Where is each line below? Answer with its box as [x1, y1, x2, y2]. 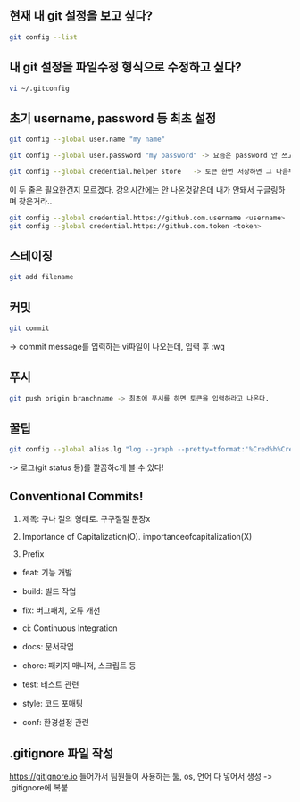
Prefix [21, 549, 45, 559]
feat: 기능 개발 [21, 567, 73, 578]
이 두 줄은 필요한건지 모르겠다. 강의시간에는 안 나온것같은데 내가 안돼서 [9, 184, 254, 194]
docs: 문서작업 [21, 641, 74, 652]
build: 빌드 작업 [21, 586, 77, 597]
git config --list [9, 32, 78, 42]
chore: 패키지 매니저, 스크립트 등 [21, 660, 137, 671]
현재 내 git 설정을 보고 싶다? [9, 8, 154, 24]
